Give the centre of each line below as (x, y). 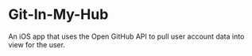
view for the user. (37, 44)
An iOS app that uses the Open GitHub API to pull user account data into (126, 36)
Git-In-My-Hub (58, 15)
